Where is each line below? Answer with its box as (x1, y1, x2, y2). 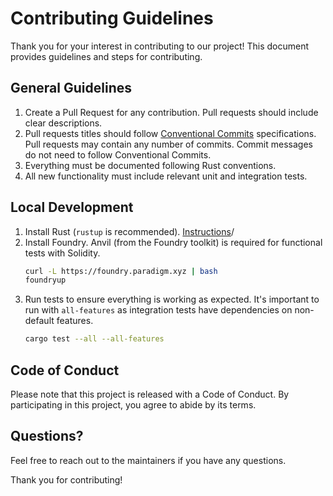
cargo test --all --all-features (24, 334, 165, 344)
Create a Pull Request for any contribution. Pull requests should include (24, 106, 319, 118)
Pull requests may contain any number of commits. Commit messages (24, 138, 313, 150)
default (24, 315, 55, 327)
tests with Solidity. (24, 247, 101, 259)
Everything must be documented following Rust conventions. (24, 159, 277, 171)
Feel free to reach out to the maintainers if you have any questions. (10, 454, 287, 466)
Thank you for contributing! (10, 473, 123, 486)
